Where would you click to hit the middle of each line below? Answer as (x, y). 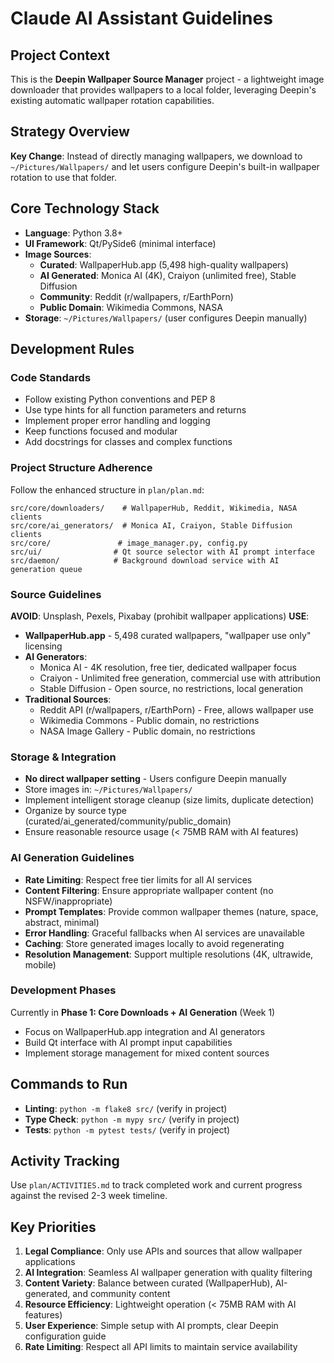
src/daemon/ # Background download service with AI (145, 560)
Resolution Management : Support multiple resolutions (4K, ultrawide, (169, 954)
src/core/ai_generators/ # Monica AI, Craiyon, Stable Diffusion (151, 525)
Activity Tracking (65, 1161)
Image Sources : (58, 254)
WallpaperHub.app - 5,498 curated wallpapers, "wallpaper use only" (168, 635)
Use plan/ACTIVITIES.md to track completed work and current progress (156, 1185)
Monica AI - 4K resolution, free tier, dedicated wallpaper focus (168, 667)
